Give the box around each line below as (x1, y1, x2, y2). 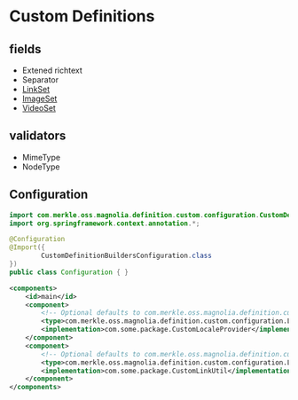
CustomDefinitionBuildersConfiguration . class (41, 251, 213, 261)
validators (9, 129, 67, 144)
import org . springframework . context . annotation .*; (9, 219, 200, 228)
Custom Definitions (9, 6, 155, 27)
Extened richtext (21, 65, 82, 75)
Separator (21, 75, 59, 85)
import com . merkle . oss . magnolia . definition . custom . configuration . (9, 210, 260, 219)
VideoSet (21, 103, 56, 113)
